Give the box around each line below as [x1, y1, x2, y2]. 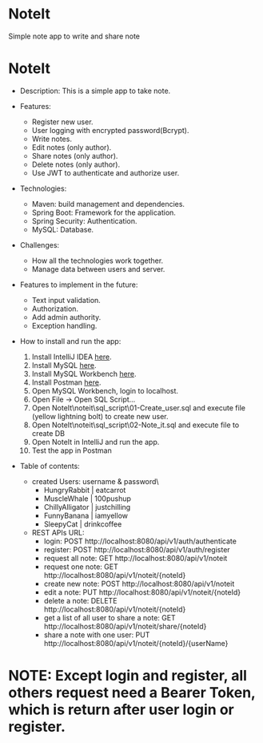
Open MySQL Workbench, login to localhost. [31, 386, 178, 395]
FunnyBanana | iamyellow [43, 511, 129, 520]
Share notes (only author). [31, 151, 118, 160]
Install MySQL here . [31, 360, 98, 369]
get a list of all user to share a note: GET [43, 612, 176, 622]
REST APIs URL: [31, 527, 85, 537]
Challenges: [19, 240, 60, 249]
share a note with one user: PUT [43, 630, 150, 640]
